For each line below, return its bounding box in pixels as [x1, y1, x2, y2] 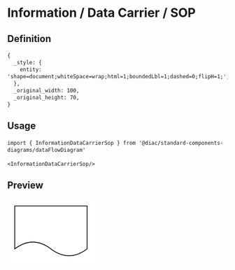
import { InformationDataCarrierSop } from [7, 139, 136, 146]
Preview [7, 180, 44, 192]
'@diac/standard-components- [138, 139, 224, 146]
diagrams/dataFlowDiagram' [7, 146, 86, 153]
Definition [7, 33, 51, 45]
